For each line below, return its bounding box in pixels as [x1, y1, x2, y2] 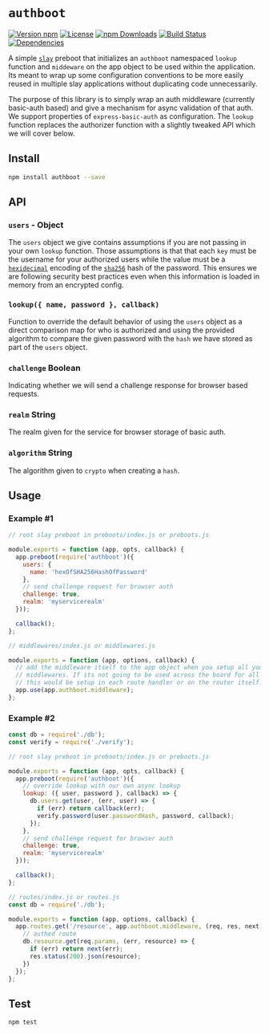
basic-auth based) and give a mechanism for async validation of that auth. [8, 103, 254, 112]
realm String [8, 409, 56, 420]
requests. [8, 389, 40, 398]
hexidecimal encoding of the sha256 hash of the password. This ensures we [8, 263, 258, 273]
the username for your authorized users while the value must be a [8, 254, 226, 264]
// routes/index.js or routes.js [8, 893, 120, 901]
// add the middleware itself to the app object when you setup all [15, 664, 249, 672]
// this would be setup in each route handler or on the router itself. [15, 678, 263, 687]
